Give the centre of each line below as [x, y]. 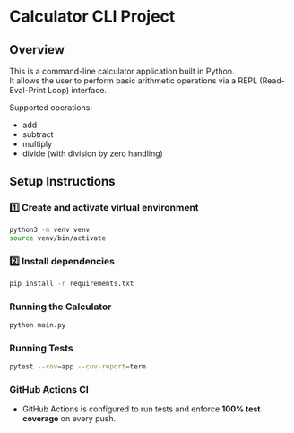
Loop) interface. [78, 90]
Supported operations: [51, 108]
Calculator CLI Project [92, 17]
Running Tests [41, 348]
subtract [38, 134]
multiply [37, 144]
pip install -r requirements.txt [72, 283]
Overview [37, 50]
